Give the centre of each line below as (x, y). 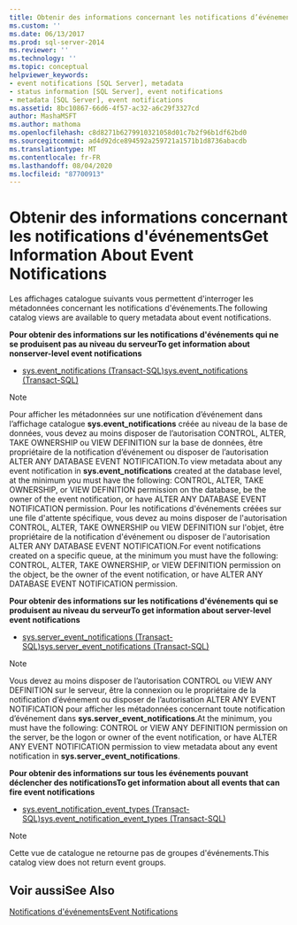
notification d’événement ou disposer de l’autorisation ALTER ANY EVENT (143, 700)
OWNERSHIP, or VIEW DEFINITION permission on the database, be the (138, 490)
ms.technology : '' (43, 58)
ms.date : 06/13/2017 (47, 34)
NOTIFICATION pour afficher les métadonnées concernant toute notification (147, 709)
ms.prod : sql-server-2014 (57, 42)
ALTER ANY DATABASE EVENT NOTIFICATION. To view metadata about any (146, 462)
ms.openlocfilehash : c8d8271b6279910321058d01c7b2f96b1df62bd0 (128, 133)
